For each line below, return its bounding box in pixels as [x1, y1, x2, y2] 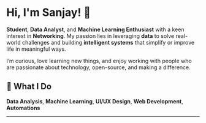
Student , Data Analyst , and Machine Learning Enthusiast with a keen [6, 26, 185, 33]
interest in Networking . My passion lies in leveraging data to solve [6, 32, 175, 39]
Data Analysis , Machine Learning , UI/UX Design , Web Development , [6, 97, 184, 105]
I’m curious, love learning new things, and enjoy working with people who [6, 57, 192, 64]
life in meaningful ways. [6, 45, 66, 53]
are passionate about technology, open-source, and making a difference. [6, 64, 191, 71]
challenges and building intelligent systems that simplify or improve [21, 39, 195, 46]
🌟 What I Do [6, 81, 52, 92]
